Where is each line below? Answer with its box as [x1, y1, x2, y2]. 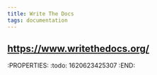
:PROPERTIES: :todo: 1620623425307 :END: [7, 61, 136, 70]
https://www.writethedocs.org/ [7, 43, 150, 55]
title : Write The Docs [7, 10, 74, 18]
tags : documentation [7, 17, 69, 24]
